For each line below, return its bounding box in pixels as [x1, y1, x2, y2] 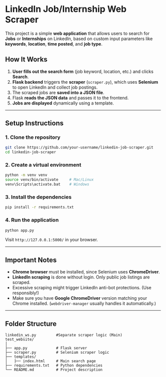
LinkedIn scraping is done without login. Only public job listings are [12, 274, 150, 280]
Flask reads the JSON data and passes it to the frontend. [12, 95, 129, 101]
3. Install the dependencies [5, 194, 72, 201]
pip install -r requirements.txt [5, 205, 74, 210]
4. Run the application [5, 216, 59, 223]
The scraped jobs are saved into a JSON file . [12, 89, 105, 95]
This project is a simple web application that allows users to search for [5, 30, 150, 36]
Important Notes [5, 256, 57, 264]
